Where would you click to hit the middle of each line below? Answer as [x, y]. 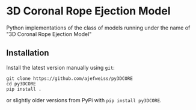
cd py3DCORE [21, 84]
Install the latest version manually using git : [61, 67]
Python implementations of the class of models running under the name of [98, 28]
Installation [28, 53]
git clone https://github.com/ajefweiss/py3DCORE [70, 78]
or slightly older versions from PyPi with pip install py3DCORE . [84, 100]
